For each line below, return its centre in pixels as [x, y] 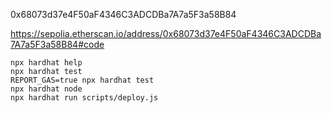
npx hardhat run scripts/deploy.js [84, 98]
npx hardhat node [46, 89]
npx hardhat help [46, 63]
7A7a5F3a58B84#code [57, 44]
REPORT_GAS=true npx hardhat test [82, 80]
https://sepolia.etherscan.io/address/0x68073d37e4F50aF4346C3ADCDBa [166, 33]
